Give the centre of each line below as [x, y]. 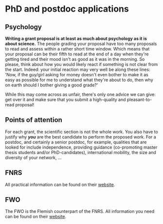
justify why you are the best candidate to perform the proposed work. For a [81, 137]
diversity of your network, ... [33, 157]
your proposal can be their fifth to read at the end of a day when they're [77, 54]
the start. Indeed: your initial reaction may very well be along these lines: [78, 69]
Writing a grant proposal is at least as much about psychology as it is [76, 38]
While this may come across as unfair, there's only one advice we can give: [80, 94]
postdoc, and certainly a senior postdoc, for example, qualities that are [76, 142]
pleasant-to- [139, 100]
